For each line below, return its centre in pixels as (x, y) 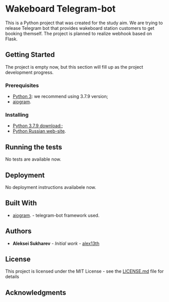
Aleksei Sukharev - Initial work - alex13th (56, 243)
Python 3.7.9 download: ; (38, 126)
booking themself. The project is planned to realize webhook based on (79, 33)
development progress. (30, 72)
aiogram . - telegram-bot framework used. (56, 215)
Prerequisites (22, 85)
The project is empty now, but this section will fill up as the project (74, 67)
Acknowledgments (36, 293)
